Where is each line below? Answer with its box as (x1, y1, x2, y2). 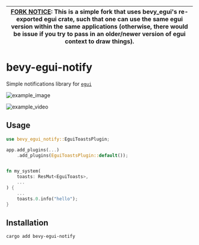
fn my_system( (6, 168, 41, 174)
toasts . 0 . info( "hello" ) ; (17, 196, 78, 202)
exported (16, 15, 43, 23)
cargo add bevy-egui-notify (6, 234, 76, 240)
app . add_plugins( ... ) (6, 147, 60, 153)
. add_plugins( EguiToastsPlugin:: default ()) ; (17, 152, 129, 158)
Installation (6, 218, 49, 228)
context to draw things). (65, 37, 134, 45)
